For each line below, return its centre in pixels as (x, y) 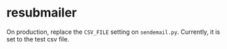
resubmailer (42, 13)
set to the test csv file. (38, 39)
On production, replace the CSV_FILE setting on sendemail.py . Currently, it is (113, 32)
